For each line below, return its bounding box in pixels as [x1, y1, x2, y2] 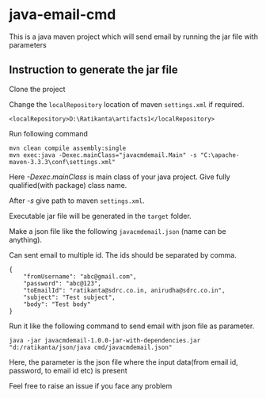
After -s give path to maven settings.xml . [9, 196, 145, 205]
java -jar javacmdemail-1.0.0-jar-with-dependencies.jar [9, 336, 201, 344]
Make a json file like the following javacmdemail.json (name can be [9, 226, 226, 235]
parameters [9, 40, 47, 49]
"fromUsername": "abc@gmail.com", [23, 272, 137, 281]
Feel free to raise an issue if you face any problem [9, 381, 173, 390]
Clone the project [9, 84, 66, 94]
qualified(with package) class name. [9, 180, 127, 189]
